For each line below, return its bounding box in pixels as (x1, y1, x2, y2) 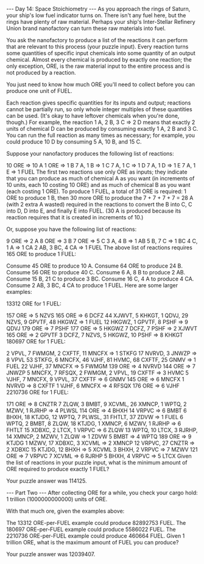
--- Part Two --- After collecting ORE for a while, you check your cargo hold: (6, 489, 198, 496)
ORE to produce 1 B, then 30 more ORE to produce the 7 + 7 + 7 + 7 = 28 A (6, 194, 194, 201)
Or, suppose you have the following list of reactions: (6, 225, 137, 233)
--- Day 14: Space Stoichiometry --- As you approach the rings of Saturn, (6, 5, 191, 12)
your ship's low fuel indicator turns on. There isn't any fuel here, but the (6, 12, 186, 19)
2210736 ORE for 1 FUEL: (6, 389, 69, 396)
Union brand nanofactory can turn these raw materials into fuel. (6, 24, 166, 32)
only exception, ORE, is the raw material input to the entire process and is (6, 62, 191, 70)
